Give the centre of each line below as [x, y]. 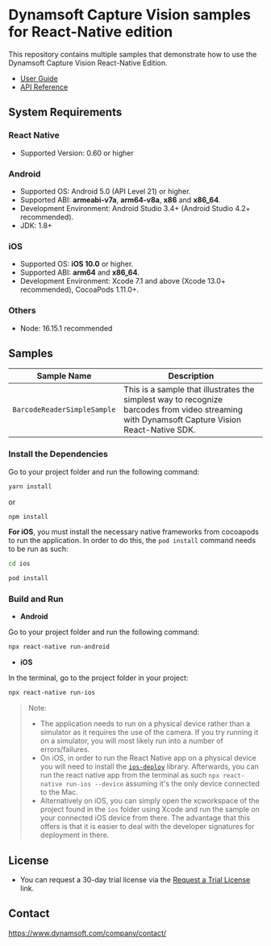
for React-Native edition [91, 32]
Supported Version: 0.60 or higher [77, 153]
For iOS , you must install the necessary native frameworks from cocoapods [134, 532]
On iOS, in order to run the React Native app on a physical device [148, 758]
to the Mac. [59, 792]
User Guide [39, 78]
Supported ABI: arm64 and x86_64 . [79, 272]
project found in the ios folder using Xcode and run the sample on [150, 809]
